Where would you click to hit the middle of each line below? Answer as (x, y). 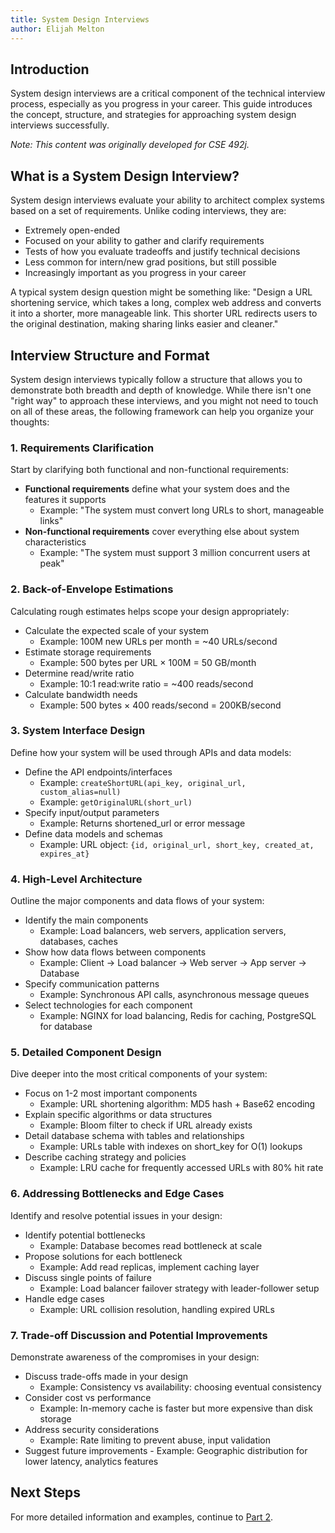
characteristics (55, 542)
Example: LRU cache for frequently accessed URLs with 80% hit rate (181, 1168)
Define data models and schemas (93, 833)
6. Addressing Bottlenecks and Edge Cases (117, 1194)
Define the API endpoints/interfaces (98, 772)
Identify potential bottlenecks (85, 1235)
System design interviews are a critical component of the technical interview (168, 93)
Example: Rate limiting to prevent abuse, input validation (155, 1440)
